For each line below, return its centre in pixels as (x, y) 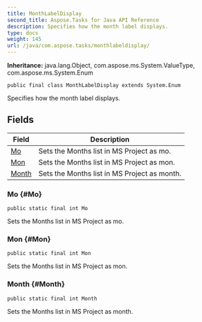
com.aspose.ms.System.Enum (50, 73)
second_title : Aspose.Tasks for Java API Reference (83, 20)
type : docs (23, 33)
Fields (21, 120)
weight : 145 (24, 39)
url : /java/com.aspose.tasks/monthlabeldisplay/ (79, 46)
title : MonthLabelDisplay (44, 13)
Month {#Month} (36, 284)
